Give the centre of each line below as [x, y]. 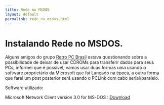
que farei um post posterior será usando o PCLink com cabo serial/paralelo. [82, 78]
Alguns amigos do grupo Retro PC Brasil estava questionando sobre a [76, 57]
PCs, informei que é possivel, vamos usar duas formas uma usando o [76, 68]
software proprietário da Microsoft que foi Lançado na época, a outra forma [82, 73]
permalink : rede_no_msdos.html [37, 19]
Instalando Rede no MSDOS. [64, 43]
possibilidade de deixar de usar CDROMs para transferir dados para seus [80, 62]
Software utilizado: [24, 88]
